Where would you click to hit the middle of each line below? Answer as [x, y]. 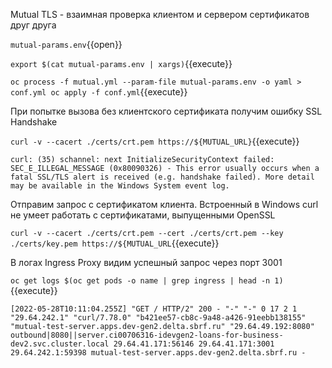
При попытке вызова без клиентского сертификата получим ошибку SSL [166, 111]
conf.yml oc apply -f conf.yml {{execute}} [99, 92]
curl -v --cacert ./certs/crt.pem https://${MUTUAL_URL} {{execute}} [155, 141]
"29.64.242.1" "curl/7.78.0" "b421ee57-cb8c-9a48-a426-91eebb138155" [158, 318]
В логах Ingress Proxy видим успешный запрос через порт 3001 [146, 262]
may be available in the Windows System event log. [120, 186]
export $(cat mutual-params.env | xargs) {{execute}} [121, 63]
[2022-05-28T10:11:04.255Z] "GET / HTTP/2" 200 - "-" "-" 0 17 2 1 [154, 309]
